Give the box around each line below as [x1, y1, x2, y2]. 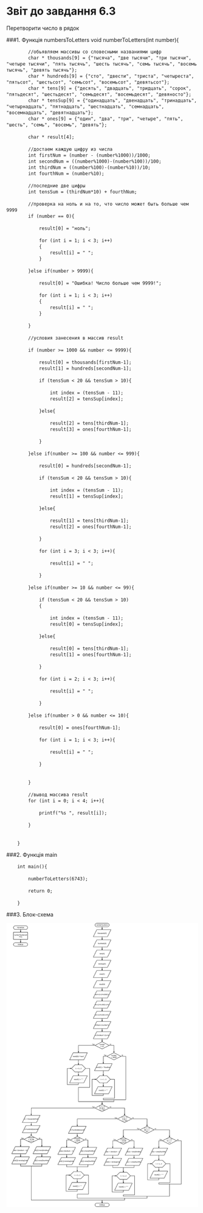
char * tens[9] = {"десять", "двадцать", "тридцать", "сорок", [28, 85, 191, 91]
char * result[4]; [28, 134, 75, 140]
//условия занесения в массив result [28, 335, 123, 341]
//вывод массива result [28, 792, 88, 798]
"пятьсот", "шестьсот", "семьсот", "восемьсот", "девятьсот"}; [6, 79, 170, 85]
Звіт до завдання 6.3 [6, 4, 116, 18]
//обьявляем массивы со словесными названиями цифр [28, 49, 162, 55]
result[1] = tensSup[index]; [49, 493, 123, 499]
